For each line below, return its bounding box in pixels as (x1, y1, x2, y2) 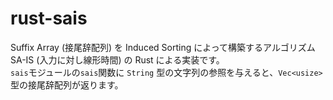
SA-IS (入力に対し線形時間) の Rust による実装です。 (10, 53, 225, 66)
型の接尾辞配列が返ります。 (10, 78, 124, 91)
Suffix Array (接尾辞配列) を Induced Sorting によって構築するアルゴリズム (10, 41, 316, 53)
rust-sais (10, 7, 88, 30)
